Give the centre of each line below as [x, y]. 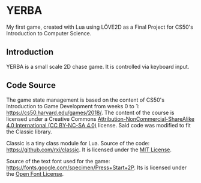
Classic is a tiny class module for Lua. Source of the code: [78, 143]
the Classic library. [29, 132]
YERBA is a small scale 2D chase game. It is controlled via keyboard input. [98, 66]
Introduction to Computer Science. [49, 33]
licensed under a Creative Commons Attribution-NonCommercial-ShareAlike [100, 119]
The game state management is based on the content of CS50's [85, 100]
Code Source [31, 85]
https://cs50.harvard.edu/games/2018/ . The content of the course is [90, 112]
